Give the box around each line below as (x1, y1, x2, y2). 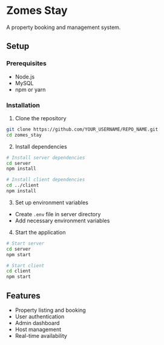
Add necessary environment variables (15, 217, 110, 224)
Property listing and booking (15, 306, 86, 314)
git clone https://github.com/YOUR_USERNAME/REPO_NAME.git (6, 126, 159, 132)
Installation (6, 101, 41, 109)
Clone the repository (15, 114, 67, 121)
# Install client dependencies (6, 176, 85, 183)
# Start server (6, 240, 45, 247)
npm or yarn (15, 86, 46, 93)
